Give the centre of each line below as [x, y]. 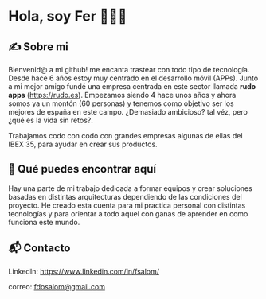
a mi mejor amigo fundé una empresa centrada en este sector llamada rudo [132, 86]
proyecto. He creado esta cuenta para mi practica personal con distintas [127, 205]
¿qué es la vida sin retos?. [51, 120]
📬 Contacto [39, 249]
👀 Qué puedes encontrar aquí [82, 169]
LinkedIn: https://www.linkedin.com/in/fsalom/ [84, 271]
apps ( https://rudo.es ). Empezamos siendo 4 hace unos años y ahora [122, 95]
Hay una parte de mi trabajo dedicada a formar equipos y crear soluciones [130, 188]
